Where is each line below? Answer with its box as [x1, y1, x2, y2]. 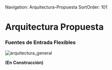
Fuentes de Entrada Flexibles [5, 39, 76, 46]
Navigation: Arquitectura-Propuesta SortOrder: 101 [5, 4, 108, 10]
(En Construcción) [5, 60, 43, 66]
